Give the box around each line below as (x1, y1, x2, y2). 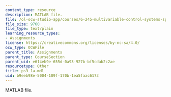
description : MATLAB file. (5, 12, 63, 17)
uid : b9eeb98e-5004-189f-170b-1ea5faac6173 (5, 73, 99, 78)
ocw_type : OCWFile (5, 45, 44, 50)
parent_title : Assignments (5, 50, 63, 55)
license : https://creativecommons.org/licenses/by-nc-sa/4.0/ (5, 40, 140, 45)
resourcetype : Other (5, 64, 49, 69)
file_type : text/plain (5, 26, 53, 31)
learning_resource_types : (5, 31, 60, 36)
